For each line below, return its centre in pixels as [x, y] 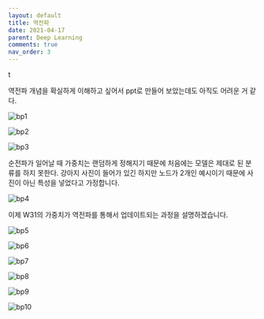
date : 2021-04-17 [37, 30]
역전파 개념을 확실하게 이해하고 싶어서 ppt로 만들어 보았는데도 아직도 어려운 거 [128, 91]
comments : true [33, 45]
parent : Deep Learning [45, 37]
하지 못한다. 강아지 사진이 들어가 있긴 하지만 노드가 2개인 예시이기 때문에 [134, 173]
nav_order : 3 [30, 52]
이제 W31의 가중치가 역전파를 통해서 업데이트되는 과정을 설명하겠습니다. [118, 215]
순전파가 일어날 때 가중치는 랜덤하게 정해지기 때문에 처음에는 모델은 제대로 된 [126, 163]
